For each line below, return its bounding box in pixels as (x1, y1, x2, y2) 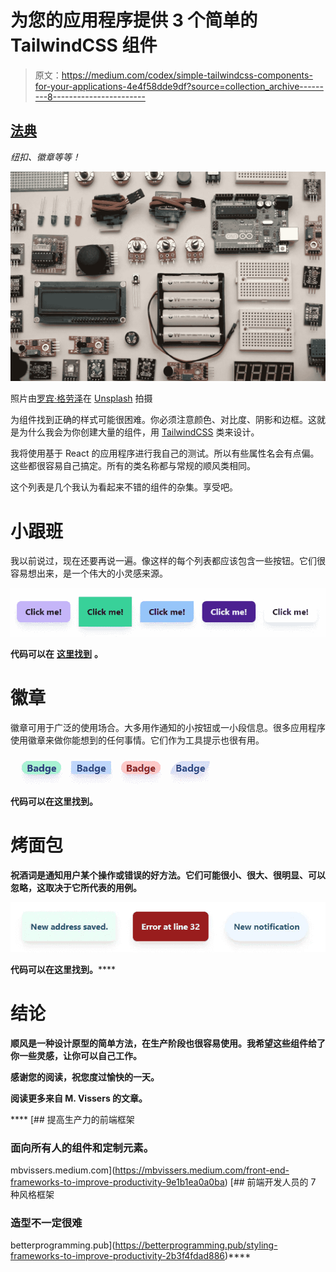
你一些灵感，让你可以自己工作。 (10, 1049, 142, 1061)
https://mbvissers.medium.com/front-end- (114, 1164, 290, 1176)
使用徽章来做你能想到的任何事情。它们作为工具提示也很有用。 (10, 734, 265, 746)
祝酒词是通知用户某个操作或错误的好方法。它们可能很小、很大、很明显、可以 (10, 869, 326, 881)
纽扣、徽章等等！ (10, 151, 81, 163)
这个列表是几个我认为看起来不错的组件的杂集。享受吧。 (10, 481, 238, 493)
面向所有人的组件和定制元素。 (10, 1141, 155, 1155)
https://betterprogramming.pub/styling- (114, 1239, 278, 1251)
